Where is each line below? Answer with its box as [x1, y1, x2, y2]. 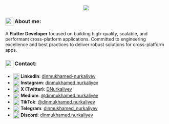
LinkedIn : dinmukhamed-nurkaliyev [20, 73, 96, 79]
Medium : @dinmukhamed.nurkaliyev [20, 92, 99, 99]
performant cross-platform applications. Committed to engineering [5, 36, 146, 43]
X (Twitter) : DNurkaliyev [20, 86, 73, 92]
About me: [14, 17, 41, 25]
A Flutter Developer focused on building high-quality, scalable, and [5, 31, 148, 37]
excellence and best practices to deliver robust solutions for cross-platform [5, 42, 164, 48]
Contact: [14, 60, 37, 67]
